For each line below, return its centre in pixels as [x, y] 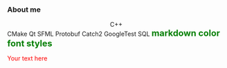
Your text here [27, 58]
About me [24, 10]
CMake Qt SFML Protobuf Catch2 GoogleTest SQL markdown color [113, 33]
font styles [30, 44]
